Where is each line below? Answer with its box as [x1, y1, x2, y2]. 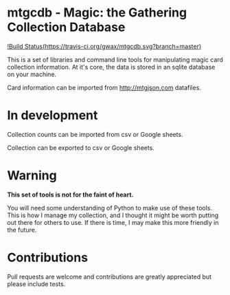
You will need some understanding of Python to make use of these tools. [7, 204, 213, 212]
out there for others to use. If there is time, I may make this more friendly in [7, 218, 219, 226]
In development [7, 108, 98, 123]
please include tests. [7, 280, 66, 288]
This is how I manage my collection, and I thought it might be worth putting [7, 211, 219, 219]
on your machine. [7, 70, 57, 78]
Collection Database [7, 19, 126, 35]
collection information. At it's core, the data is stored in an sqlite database [7, 63, 216, 71]
